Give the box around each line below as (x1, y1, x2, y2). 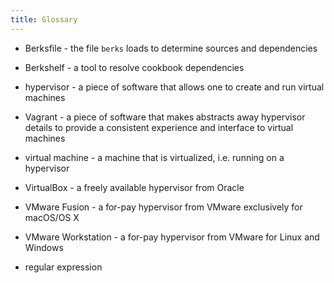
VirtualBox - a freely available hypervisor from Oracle (24, 181, 245, 193)
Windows (24, 241, 64, 253)
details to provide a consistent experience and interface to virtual (24, 121, 294, 133)
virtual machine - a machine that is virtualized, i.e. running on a (24, 151, 285, 163)
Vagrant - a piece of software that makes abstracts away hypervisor (24, 111, 306, 123)
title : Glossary (10, 14, 78, 25)
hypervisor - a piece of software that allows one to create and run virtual (24, 81, 325, 93)
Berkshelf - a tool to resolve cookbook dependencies (24, 61, 245, 73)
